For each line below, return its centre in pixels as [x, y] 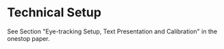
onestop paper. [28, 38]
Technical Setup [54, 13]
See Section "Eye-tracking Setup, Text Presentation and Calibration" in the [112, 31]
